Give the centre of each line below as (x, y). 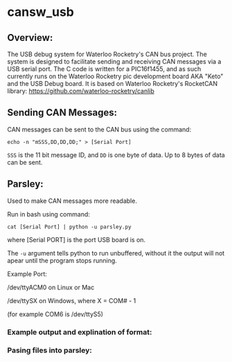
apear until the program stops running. (62, 260)
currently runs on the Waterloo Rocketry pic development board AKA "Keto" (115, 76)
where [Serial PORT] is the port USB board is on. (77, 239)
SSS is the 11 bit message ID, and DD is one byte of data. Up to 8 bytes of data (116, 155)
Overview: (30, 38)
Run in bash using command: (48, 214)
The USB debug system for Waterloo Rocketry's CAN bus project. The (107, 54)
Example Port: (27, 273)
